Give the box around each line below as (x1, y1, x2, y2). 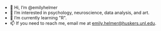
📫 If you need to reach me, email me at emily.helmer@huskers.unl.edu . (9, 20, 157, 26)
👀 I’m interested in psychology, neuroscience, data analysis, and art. (9, 10, 150, 15)
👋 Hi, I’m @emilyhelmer (9, 5, 58, 10)
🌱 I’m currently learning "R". (9, 15, 67, 20)
